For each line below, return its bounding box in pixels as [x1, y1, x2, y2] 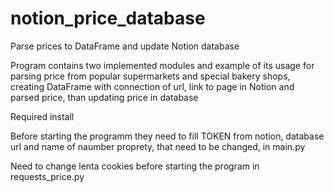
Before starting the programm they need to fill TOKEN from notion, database [10, 130, 325, 142]
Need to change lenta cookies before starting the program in [10, 160, 260, 172]
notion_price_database [10, 7, 206, 30]
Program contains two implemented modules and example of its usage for [10, 59, 315, 71]
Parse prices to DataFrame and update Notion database [10, 40, 240, 52]
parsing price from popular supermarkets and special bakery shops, [10, 70, 291, 82]
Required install [10, 110, 75, 122]
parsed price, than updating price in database [10, 91, 199, 103]
